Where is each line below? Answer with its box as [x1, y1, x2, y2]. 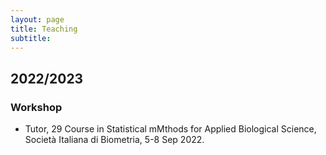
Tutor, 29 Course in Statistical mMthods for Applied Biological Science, [24, 123, 317, 135]
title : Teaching [10, 24, 78, 34]
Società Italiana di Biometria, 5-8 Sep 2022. [24, 134, 205, 146]
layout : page [10, 14, 65, 25]
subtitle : [10, 33, 52, 43]
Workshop [10, 100, 63, 114]
